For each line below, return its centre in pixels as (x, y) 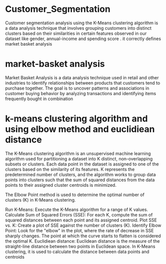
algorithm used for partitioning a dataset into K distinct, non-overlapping (79, 158)
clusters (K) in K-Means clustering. (40, 200)
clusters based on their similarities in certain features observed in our (76, 33)
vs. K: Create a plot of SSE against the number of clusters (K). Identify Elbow (83, 225)
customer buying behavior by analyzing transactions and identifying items (81, 93)
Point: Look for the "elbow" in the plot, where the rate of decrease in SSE (80, 230)
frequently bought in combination (39, 99)
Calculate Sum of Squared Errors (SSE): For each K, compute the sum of (79, 214)
